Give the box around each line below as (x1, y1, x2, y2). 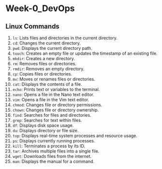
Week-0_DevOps (5, 3, 75, 14)
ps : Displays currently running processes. (12, 138, 95, 143)
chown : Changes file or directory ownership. (12, 107, 99, 113)
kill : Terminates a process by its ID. (12, 143, 85, 149)
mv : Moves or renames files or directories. (12, 76, 96, 82)
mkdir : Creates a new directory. (12, 56, 75, 61)
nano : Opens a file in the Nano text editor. (12, 92, 94, 97)
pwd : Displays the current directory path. (12, 46, 92, 51)
